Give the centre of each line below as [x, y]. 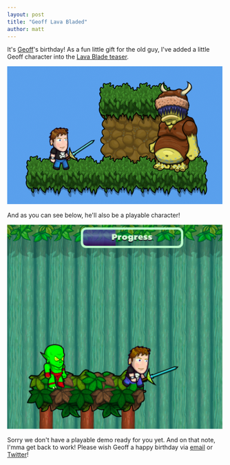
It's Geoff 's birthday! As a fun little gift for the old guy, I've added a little [108, 50]
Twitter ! [18, 455]
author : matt [26, 29]
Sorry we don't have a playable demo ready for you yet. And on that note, [111, 440]
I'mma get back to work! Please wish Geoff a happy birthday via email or [110, 447]
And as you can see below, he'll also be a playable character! [94, 215]
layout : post [26, 14]
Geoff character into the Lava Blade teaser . [68, 57]
